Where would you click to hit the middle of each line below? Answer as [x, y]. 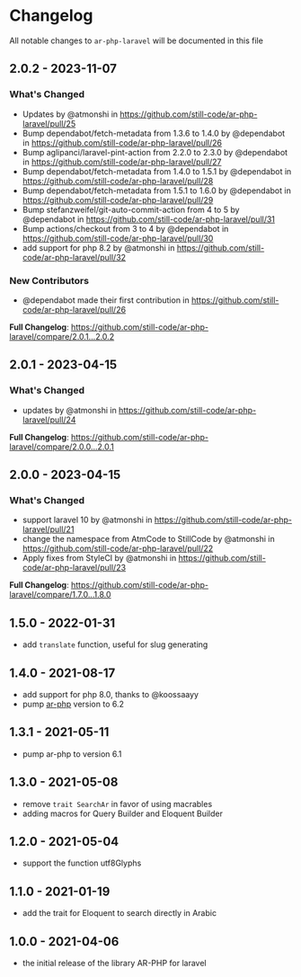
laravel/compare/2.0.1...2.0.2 [62, 336]
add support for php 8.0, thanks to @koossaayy [111, 694]
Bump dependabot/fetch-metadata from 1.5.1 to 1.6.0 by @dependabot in [157, 191]
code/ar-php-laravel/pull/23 [74, 568]
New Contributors [49, 280]
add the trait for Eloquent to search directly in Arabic [120, 913]
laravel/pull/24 [49, 420]
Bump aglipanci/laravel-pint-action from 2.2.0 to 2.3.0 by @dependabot [155, 152]
